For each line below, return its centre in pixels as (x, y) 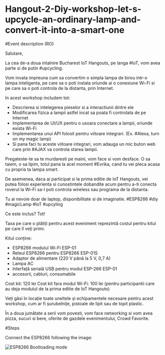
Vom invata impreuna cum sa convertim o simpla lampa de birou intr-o (76, 78)
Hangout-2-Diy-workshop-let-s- (73, 9)
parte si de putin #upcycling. (34, 68)
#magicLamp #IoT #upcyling (34, 204)
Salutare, (14, 53)
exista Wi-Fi (24, 128)
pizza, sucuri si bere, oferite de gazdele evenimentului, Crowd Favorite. (77, 318)
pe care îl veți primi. (25, 229)
